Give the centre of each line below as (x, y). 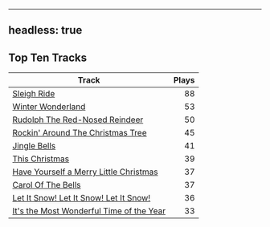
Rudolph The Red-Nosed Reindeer (78, 120)
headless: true (45, 30)
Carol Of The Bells (47, 185)
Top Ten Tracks (47, 57)
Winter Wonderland (49, 107)
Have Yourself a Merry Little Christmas (85, 172)
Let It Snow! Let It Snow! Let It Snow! (82, 198)
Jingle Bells (34, 146)
